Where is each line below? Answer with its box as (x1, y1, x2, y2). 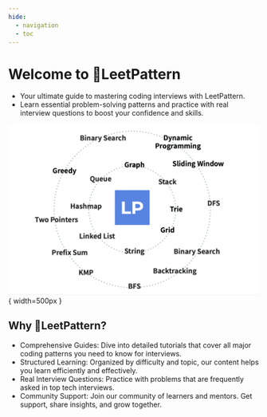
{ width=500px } (8, 296, 62, 305)
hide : (8, 13, 26, 21)
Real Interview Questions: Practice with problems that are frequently (19, 374, 245, 384)
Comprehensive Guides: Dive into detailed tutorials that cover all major (19, 340, 252, 350)
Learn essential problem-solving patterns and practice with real (19, 100, 229, 109)
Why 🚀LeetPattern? (8, 319, 108, 332)
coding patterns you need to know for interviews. (19, 348, 182, 358)
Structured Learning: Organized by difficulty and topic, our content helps (19, 357, 259, 367)
